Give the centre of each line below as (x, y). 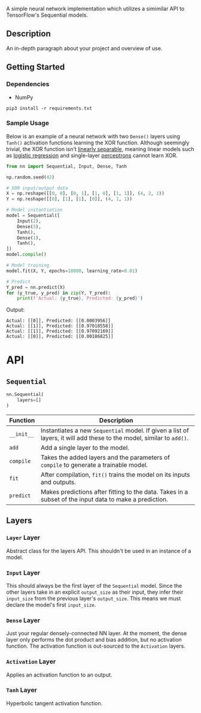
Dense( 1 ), (29, 238)
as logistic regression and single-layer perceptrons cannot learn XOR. (92, 155)
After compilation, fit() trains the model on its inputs (115, 475)
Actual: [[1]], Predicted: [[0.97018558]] (60, 326)
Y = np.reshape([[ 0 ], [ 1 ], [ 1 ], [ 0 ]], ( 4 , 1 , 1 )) (69, 199)
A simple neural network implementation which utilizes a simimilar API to (95, 9)
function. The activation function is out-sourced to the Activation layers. (96, 646)
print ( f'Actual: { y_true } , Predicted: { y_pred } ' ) (80, 298)
